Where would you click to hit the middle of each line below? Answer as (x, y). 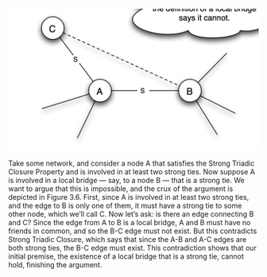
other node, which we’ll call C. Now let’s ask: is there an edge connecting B (131, 214)
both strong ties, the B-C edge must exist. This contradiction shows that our (132, 248)
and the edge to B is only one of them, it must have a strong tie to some (125, 206)
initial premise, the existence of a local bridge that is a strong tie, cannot (126, 256)
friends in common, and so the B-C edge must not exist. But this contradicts (133, 231)
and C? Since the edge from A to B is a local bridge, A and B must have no (130, 223)
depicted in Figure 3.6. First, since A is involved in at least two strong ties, (129, 197)
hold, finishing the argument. (55, 265)
